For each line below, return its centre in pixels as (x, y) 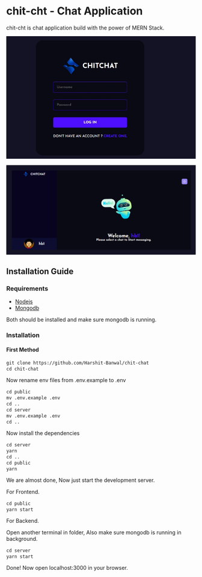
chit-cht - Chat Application (75, 11)
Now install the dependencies (43, 433)
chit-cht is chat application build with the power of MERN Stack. (85, 28)
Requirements (27, 288)
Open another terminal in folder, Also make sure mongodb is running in (94, 532)
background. (22, 539)
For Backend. (23, 521)
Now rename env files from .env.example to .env (66, 380)
